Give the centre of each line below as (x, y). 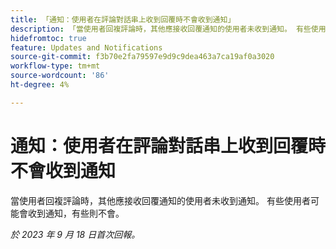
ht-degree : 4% (40, 85)
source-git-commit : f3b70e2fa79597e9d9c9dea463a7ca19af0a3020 (142, 57)
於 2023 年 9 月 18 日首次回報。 (75, 234)
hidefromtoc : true (48, 38)
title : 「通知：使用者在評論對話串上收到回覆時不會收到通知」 (123, 19)
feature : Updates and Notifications (86, 47)
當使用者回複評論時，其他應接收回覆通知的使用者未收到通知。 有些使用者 (160, 200)
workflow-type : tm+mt (55, 66)
